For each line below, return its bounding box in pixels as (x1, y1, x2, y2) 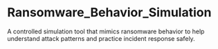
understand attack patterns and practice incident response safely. (7, 34, 195, 42)
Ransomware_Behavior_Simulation (7, 5, 212, 20)
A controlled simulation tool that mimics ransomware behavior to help (7, 27, 205, 35)
